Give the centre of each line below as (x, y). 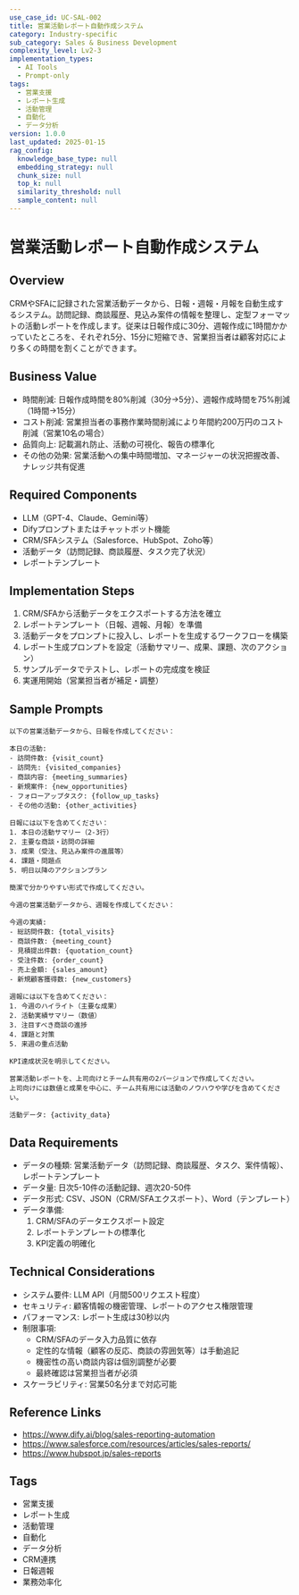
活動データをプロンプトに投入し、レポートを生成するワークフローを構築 (155, 636)
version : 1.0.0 (37, 134)
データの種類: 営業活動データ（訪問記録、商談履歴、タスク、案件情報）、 (155, 1165)
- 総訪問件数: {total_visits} (62, 932)
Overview (37, 281)
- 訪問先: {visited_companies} (66, 768)
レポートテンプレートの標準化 (90, 1232)
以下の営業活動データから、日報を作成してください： (92, 732)
